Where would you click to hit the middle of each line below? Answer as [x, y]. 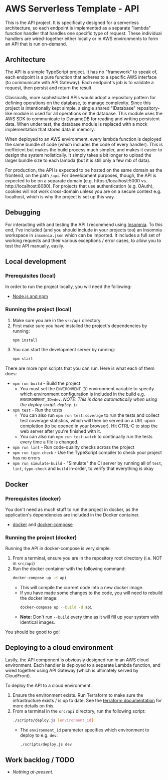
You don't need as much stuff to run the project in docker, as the [72, 509]
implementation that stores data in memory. [50, 129]
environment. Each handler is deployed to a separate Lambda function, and [83, 665]
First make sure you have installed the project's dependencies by [80, 326]
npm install [25, 340]
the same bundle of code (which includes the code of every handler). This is [84, 144]
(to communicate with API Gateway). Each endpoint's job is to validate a [79, 82]
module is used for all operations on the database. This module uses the [88, 113]
